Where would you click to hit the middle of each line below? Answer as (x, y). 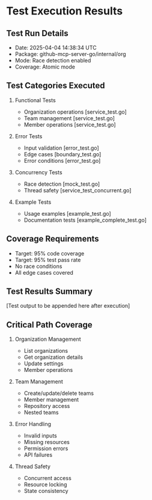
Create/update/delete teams (59, 393)
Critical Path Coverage (49, 325)
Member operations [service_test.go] (70, 124)
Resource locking (45, 484)
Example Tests (33, 202)
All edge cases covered (44, 272)
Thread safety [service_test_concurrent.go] (78, 190)
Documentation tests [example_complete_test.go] (85, 220)
